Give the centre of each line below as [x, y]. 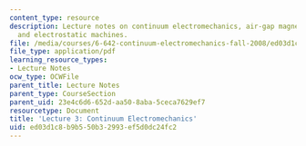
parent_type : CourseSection [63, 93]
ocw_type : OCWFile [44, 77]
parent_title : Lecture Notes [65, 85]
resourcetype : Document [55, 111]
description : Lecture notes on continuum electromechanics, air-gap [142, 26]
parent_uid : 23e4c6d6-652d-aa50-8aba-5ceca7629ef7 [107, 102]
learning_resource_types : [58, 60]
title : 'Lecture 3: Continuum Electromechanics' [103, 119]
